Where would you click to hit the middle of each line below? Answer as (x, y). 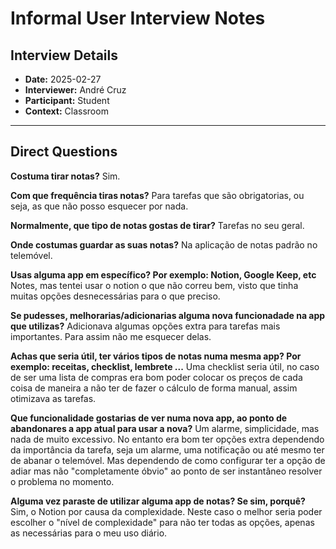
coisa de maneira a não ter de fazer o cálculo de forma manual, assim (154, 388)
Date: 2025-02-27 (63, 79)
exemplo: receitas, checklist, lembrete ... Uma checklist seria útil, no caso (165, 366)
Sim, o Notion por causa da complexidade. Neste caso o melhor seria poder (166, 511)
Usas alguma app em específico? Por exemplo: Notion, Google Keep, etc (163, 274)
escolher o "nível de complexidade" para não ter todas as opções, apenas (162, 522)
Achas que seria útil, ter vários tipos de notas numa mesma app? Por (156, 356)
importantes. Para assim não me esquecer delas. (111, 336)
